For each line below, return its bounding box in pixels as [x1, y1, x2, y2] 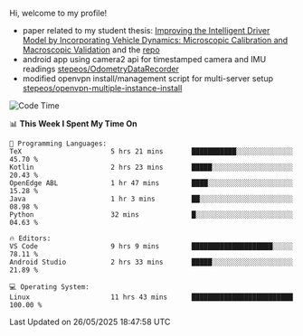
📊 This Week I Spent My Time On [9, 118, 137, 129]
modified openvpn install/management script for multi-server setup [22, 73, 274, 84]
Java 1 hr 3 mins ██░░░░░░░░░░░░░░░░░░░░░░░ [9, 194, 294, 203]
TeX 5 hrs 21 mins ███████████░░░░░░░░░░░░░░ [9, 147, 294, 156]
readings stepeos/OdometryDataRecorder [22, 63, 179, 74]
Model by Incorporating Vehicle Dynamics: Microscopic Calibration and [22, 35, 289, 45]
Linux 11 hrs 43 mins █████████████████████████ [9, 293, 294, 302]
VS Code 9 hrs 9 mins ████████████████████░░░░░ [9, 242, 294, 251]
